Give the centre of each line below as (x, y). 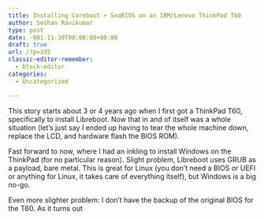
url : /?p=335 (30, 52)
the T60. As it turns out (45, 208)
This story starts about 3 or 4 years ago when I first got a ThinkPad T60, (125, 110)
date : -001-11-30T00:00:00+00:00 (63, 37)
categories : (28, 74)
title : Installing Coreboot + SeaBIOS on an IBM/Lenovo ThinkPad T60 (125, 15)
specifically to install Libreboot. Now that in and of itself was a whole (119, 119)
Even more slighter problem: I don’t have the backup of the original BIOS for (131, 200)
